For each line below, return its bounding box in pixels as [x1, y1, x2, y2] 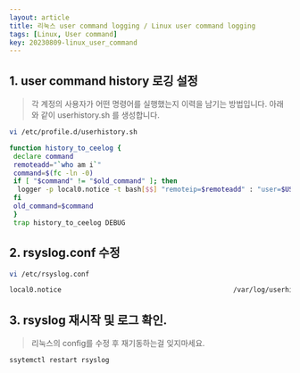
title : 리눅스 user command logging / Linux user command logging [9, 21, 256, 30]
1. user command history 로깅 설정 [9, 73, 198, 88]
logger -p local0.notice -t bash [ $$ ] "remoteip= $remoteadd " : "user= [17, 185, 281, 195]
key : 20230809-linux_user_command [9, 37, 138, 47]
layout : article [9, 12, 70, 22]
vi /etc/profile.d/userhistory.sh [9, 128, 138, 137]
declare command [12, 152, 74, 161]
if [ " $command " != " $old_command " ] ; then [12, 177, 178, 186]
